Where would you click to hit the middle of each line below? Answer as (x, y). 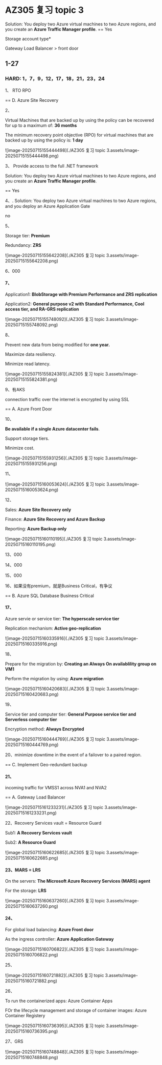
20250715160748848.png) (32, 1057)
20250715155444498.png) (32, 156)
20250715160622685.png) (32, 858)
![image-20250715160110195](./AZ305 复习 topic (54, 539)
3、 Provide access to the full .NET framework (52, 166)
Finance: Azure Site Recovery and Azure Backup (55, 519)
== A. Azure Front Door (29, 409)
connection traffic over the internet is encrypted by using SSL (67, 399)
